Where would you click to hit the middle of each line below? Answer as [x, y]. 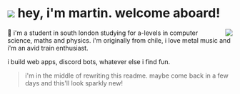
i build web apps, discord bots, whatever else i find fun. [89, 61]
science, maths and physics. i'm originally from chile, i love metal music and [119, 40]
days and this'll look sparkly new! [74, 83]
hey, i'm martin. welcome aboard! [119, 13]
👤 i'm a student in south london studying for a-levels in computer [103, 33]
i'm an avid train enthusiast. [48, 48]
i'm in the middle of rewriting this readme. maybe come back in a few [126, 75]
